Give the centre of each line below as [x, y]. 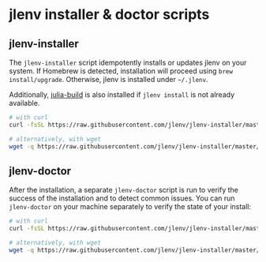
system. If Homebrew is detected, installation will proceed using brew [121, 71]
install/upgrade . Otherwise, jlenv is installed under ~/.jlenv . [109, 79]
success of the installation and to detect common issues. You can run [122, 198]
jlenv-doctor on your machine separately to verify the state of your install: [130, 207]
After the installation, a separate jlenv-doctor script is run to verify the [124, 190]
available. [24, 103]
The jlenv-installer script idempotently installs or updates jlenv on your [128, 62]
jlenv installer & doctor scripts [109, 15]
